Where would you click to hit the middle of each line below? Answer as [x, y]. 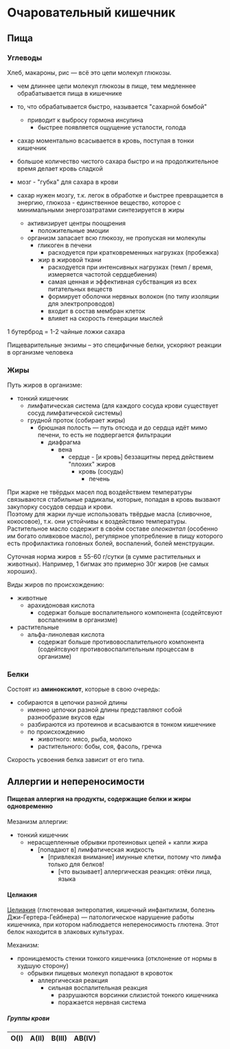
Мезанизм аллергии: [38, 822]
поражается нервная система [102, 1002]
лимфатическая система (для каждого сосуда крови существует [123, 406]
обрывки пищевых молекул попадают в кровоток [100, 973]
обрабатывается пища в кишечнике [69, 93]
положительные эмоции [73, 230]
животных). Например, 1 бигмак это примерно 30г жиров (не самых [108, 564]
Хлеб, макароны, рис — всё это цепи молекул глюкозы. [89, 72]
